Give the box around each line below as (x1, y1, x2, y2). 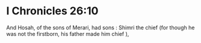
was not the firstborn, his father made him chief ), (6, 30, 129, 37)
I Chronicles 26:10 (6, 4, 99, 18)
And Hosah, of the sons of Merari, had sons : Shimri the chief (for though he (6, 24, 195, 31)
